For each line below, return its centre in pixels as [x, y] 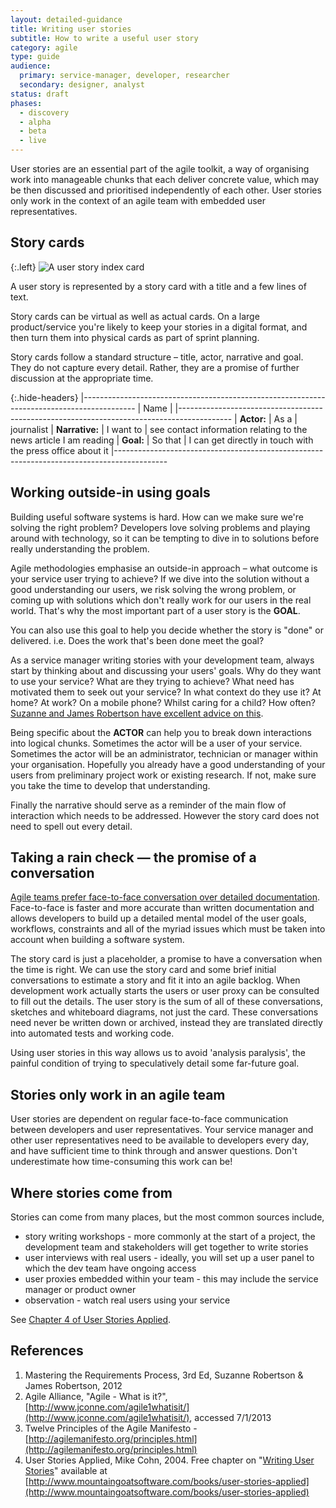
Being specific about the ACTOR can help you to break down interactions [161, 732]
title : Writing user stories [71, 29]
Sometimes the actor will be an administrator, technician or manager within [164, 753]
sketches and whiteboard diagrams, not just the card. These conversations [164, 1012]
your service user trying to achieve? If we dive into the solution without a [160, 578]
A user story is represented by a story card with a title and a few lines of [158, 286]
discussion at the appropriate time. [82, 378]
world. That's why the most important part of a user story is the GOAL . [155, 610]
